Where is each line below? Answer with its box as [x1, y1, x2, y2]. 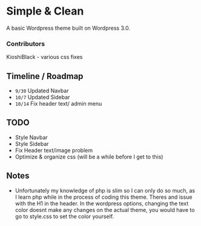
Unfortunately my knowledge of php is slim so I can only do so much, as [15, 187, 196, 194]
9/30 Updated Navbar [15, 87, 69, 95]
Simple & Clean [6, 4, 84, 18]
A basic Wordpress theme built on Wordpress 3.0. [6, 24, 130, 32]
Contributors [6, 39, 45, 48]
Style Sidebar [15, 140, 50, 147]
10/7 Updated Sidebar [15, 94, 70, 101]
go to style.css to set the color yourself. [15, 213, 114, 220]
